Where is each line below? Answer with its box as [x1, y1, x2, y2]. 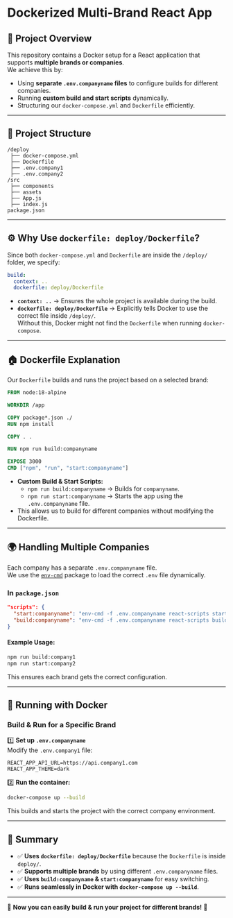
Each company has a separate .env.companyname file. [7, 563, 157, 572]
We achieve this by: [7, 66, 64, 74]
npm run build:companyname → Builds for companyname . [27, 484, 180, 493]
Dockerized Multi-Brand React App [7, 5, 213, 21]
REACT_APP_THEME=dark [7, 765, 70, 773]
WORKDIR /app [7, 401, 45, 409]
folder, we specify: [7, 258, 60, 266]
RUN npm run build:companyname [7, 445, 98, 452]
